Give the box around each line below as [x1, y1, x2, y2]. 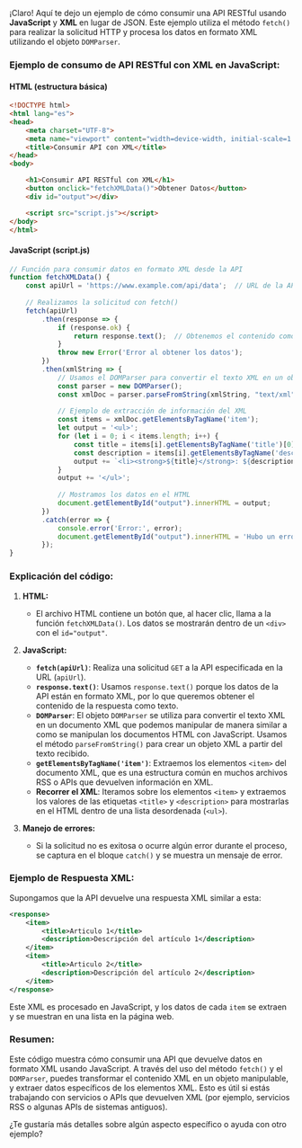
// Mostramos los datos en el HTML [57, 490, 191, 500]
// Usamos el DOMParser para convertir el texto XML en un [57, 373, 283, 382]
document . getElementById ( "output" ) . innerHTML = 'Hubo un [57, 532, 276, 541]
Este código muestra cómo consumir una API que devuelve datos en [9, 1054, 263, 1064]
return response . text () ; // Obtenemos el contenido [73, 332, 276, 341]
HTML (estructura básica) [9, 81, 108, 92]
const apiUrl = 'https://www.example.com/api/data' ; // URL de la [25, 281, 283, 290]
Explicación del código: [9, 570, 114, 583]
